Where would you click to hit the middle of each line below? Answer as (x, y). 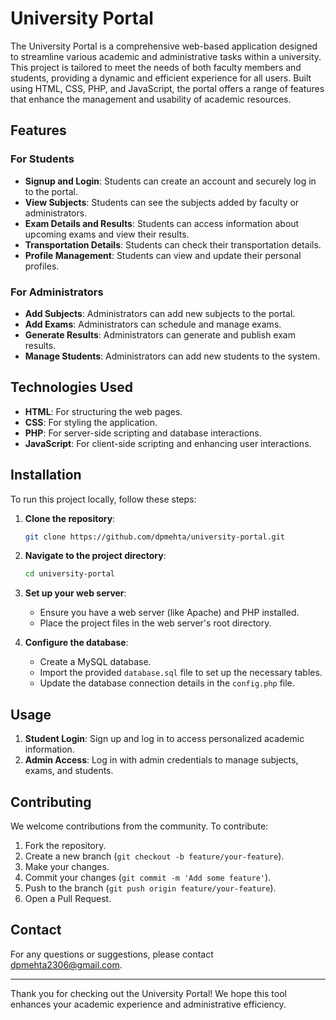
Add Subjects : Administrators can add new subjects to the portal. (160, 313)
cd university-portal (69, 574)
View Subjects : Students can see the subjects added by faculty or (162, 202)
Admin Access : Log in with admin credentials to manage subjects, (161, 760)
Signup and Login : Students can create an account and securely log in (170, 181)
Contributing (51, 802)
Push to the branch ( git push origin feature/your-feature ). (150, 888)
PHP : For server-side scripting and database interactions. (143, 433)
